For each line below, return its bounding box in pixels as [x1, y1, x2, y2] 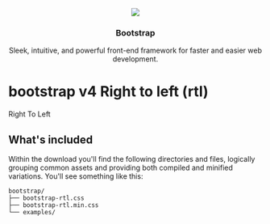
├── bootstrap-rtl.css [8, 194, 85, 202]
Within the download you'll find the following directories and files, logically [8, 154, 255, 164]
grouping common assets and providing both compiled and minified [8, 163, 234, 173]
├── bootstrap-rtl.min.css [8, 201, 99, 209]
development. [112, 54, 159, 64]
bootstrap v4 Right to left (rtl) [8, 82, 209, 101]
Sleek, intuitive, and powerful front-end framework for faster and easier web [8, 45, 263, 56]
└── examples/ [8, 209, 56, 217]
